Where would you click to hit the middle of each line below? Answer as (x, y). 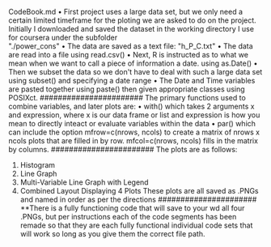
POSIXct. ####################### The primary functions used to (127, 98)
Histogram (37, 165)
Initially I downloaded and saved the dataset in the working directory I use (131, 29)
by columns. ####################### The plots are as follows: (123, 149)
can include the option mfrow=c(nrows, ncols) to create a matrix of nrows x (134, 132)
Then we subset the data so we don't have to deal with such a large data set (135, 72)
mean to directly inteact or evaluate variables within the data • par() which (132, 123)
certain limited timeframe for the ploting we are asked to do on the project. (132, 20)
